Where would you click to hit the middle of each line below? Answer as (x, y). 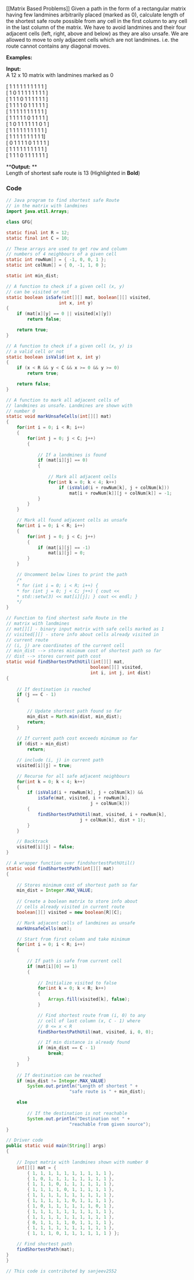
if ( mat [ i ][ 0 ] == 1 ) (52, 966)
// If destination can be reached (59, 1075)
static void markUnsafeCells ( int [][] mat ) (59, 417)
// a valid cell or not (35, 351)
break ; (56, 1053)
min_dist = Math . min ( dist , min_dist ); (75, 717)
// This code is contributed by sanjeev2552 (61, 1271)
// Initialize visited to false (77, 983)
